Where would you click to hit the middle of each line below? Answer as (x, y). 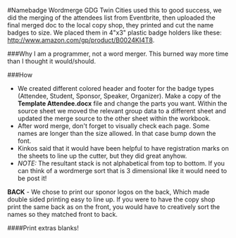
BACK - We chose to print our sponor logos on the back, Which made (108, 192)
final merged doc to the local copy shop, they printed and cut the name (110, 25)
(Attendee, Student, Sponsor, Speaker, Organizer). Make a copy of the (119, 96)
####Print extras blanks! (43, 228)
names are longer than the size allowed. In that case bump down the (117, 133)
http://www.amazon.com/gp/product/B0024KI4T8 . (81, 40)
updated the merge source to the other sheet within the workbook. (114, 118)
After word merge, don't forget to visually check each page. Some (113, 126)
